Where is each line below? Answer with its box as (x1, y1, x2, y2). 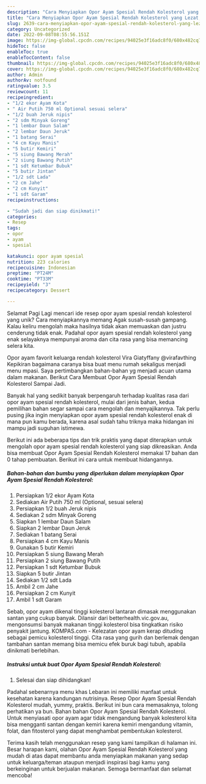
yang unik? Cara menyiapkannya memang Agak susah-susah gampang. (7, 316, 188, 323)
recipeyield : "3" (7, 282, 51, 288)
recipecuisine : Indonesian (7, 265, 76, 271)
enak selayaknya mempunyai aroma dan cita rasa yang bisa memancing (7, 335, 188, 343)
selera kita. (7, 342, 35, 349)
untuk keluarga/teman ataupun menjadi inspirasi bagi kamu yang (7, 758, 170, 766)
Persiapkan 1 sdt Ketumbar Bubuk (15, 563, 101, 570)
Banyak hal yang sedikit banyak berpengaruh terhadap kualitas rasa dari (7, 391, 189, 399)
